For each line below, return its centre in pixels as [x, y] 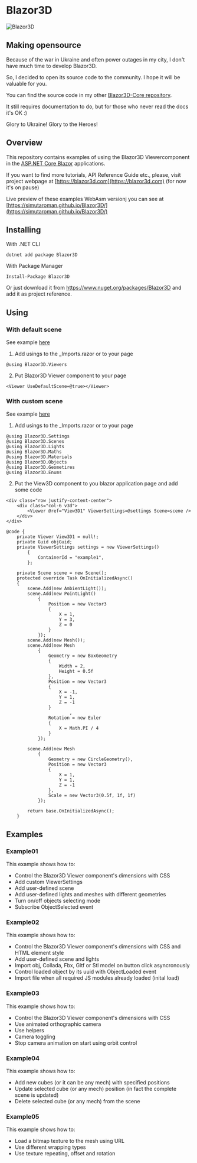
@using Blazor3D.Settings [38, 436]
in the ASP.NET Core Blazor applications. [56, 163]
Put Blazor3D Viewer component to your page [70, 375]
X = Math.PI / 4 [79, 728]
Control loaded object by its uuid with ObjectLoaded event [85, 972]
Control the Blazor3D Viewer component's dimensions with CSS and [98, 947]
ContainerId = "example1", [71, 558]
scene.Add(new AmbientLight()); [67, 589]
